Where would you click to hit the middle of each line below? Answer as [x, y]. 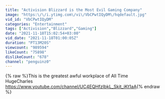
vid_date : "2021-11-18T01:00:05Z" [42, 38]
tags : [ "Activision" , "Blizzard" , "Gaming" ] [51, 29]
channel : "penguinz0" [28, 62]
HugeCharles [19, 81]
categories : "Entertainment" [36, 24]
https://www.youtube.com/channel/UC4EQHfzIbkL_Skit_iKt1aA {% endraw [83, 87]
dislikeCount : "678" [27, 57]
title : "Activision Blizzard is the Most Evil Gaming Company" [74, 10]
